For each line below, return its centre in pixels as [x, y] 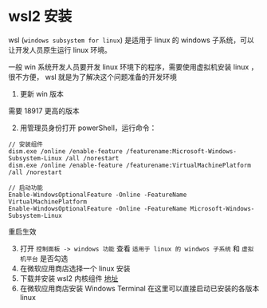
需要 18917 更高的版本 [44, 111]
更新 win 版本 [41, 93]
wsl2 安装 [40, 16]
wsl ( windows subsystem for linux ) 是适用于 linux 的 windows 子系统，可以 [132, 40]
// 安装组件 [26, 144]
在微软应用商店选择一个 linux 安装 [75, 268]
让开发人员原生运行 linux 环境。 [60, 49]
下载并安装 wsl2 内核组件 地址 [69, 278]
